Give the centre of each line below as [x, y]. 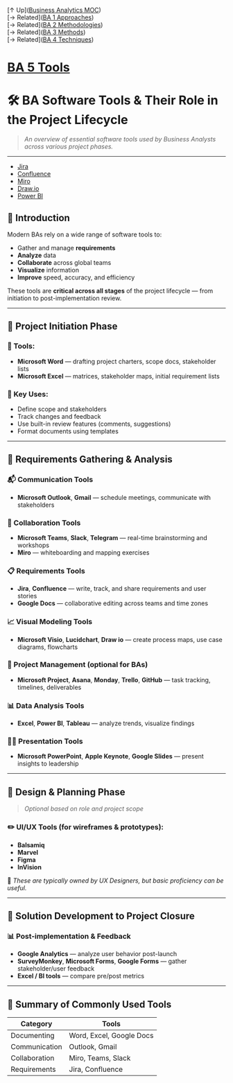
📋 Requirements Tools [46, 571]
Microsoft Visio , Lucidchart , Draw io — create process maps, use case [120, 639]
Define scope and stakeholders [62, 409]
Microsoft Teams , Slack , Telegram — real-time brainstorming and [112, 537]
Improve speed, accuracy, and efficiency [76, 277]
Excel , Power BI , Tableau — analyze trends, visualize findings [106, 723]
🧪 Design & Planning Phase [67, 792]
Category [36, 1024]
